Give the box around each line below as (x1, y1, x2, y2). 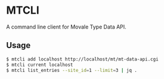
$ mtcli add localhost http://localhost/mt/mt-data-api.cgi (6, 56, 159, 62)
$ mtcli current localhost (6, 62, 73, 68)
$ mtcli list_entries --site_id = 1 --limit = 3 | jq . (6, 67, 137, 73)
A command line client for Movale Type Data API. (6, 23, 126, 30)
